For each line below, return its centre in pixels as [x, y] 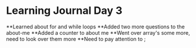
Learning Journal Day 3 [64, 11]
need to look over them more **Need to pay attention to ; [76, 39]
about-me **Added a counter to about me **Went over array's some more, [98, 32]
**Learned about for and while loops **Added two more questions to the [96, 27]
